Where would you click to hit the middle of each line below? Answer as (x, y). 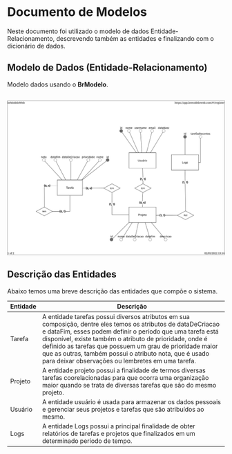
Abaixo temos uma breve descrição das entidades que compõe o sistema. (113, 291)
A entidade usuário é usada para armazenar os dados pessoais (132, 402)
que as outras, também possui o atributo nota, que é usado (126, 353)
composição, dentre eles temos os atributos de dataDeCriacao (131, 324)
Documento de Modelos (77, 12)
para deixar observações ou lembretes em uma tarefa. (119, 361)
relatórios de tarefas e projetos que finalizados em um (119, 434)
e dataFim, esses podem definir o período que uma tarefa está (130, 331)
